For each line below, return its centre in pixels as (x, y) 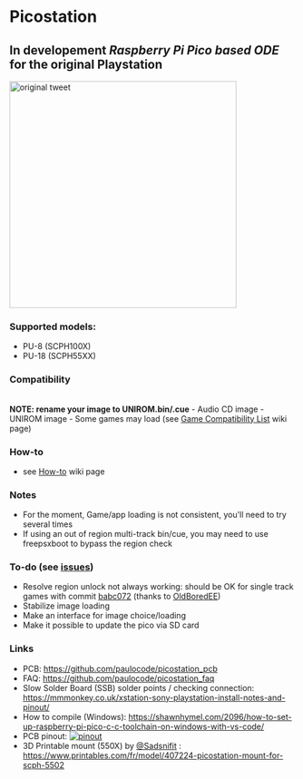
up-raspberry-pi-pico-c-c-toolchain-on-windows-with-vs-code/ (143, 726)
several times (48, 524)
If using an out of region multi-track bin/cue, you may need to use (146, 534)
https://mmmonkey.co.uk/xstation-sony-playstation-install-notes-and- (154, 697)
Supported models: (53, 326)
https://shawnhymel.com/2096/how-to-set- (210, 716)
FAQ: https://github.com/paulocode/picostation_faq (118, 678)
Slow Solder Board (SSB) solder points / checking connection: (138, 687)
